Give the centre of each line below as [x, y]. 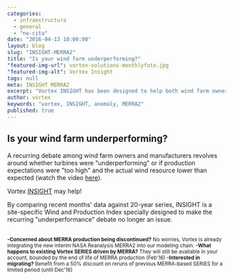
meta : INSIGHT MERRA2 [38, 85]
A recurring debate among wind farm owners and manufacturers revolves [112, 155]
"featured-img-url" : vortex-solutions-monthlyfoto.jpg [88, 65]
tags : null [23, 78]
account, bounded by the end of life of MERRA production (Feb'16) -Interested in [104, 258]
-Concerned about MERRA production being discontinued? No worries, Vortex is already [114, 239]
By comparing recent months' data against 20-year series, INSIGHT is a [110, 204]
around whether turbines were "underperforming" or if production [101, 163]
